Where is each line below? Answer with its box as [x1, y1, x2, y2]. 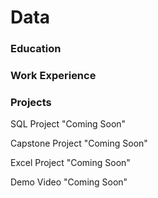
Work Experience [10, 69, 97, 83]
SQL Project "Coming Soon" [10, 118, 127, 130]
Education [10, 42, 62, 56]
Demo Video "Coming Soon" [10, 176, 128, 188]
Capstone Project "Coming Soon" [10, 137, 148, 150]
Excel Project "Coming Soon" [10, 157, 131, 169]
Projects [10, 95, 52, 109]
